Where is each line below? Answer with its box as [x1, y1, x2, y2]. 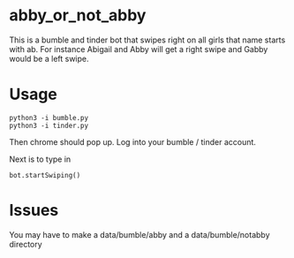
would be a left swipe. [9, 53, 90, 64]
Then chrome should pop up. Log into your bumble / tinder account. [9, 136, 256, 147]
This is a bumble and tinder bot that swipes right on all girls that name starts [9, 34, 286, 45]
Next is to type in [9, 154, 72, 164]
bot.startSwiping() [9, 171, 81, 179]
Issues [9, 201, 59, 221]
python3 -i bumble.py [9, 113, 89, 122]
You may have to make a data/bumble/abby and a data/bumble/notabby [9, 229, 271, 239]
